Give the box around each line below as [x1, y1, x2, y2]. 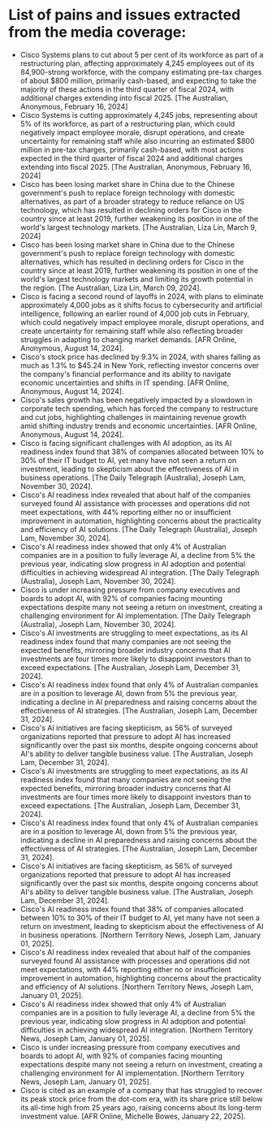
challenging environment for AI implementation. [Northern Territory [19, 1068, 245, 1078]
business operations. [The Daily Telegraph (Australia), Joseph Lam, [19, 473, 246, 482]
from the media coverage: [8, 23, 187, 41]
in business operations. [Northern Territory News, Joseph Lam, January [19, 930, 261, 940]
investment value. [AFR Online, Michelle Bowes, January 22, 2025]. [19, 1111, 246, 1121]
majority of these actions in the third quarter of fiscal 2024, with [19, 84, 235, 94]
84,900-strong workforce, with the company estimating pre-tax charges [19, 67, 262, 76]
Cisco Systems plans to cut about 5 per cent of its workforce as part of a [19, 50, 264, 59]
